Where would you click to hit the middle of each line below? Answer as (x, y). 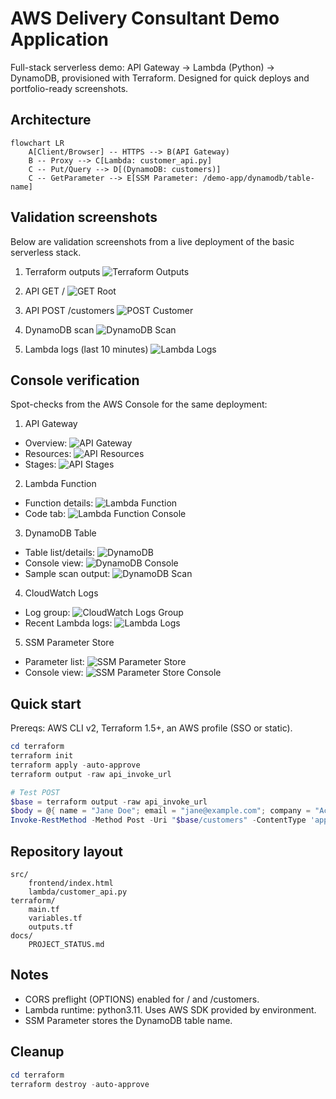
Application (59, 39)
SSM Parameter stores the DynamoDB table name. (128, 1020)
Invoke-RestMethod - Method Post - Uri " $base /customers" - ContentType (158, 820)
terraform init (42, 756)
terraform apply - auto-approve (75, 765)
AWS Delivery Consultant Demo (145, 18)
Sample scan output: (67, 574)
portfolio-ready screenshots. (69, 88)
